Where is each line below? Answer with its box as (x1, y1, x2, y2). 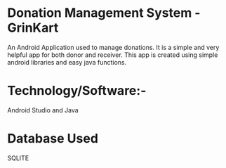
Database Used (7, 131, 98, 147)
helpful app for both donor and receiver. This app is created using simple (7, 51, 218, 59)
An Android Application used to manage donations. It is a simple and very (7, 43, 220, 51)
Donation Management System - (7, 5, 201, 21)
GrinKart (7, 20, 59, 36)
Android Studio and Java (7, 105, 79, 114)
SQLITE (7, 153, 29, 162)
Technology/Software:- (7, 83, 147, 99)
